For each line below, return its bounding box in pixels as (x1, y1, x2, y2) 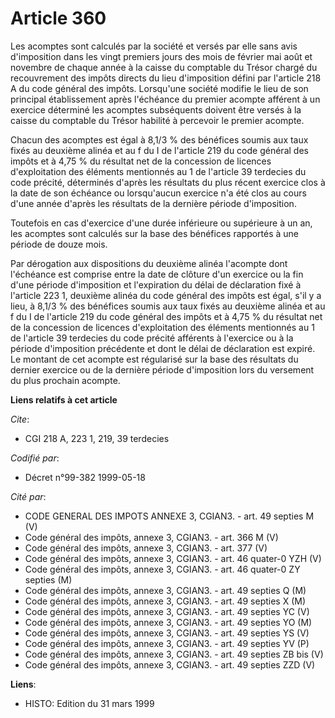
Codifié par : (10, 452, 60, 464)
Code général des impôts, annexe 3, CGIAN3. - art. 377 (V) (24, 542, 268, 554)
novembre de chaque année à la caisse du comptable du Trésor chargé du (10, 61, 318, 73)
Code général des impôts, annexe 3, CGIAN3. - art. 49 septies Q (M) (24, 584, 307, 596)
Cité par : (10, 490, 47, 502)
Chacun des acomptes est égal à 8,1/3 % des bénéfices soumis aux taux (10, 133, 309, 146)
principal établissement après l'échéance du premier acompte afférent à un (10, 93, 321, 105)
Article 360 (10, 7, 107, 30)
